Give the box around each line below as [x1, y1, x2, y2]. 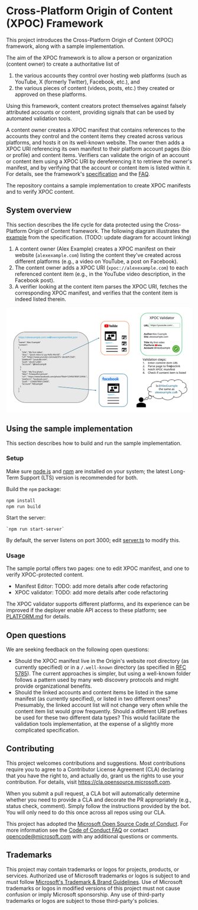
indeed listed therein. [14, 295, 67, 303]
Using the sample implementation [6, 424, 133, 434]
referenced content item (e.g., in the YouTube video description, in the [14, 270, 186, 277]
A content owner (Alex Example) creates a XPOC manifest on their [14, 245, 176, 252]
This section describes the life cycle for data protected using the [6, 221, 164, 228]
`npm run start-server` [6, 526, 65, 532]
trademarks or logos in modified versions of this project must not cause [6, 885, 180, 892]
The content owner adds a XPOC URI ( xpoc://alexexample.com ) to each [14, 264, 188, 271]
